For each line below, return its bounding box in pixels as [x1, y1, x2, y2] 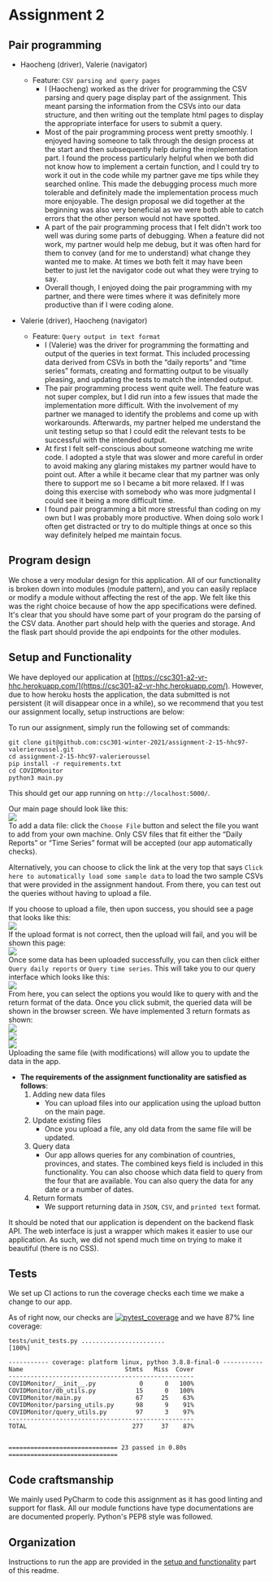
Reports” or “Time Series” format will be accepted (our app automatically [8, 837, 253, 847]
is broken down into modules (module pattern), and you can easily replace [8, 584, 258, 593]
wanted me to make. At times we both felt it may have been [44, 257, 244, 266]
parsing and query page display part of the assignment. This [44, 93, 248, 102]
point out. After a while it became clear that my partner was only [44, 470, 260, 479]
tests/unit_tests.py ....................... [8, 1337, 165, 1345]
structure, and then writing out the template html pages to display [44, 110, 264, 120]
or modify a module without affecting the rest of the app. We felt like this [8, 592, 251, 602]
